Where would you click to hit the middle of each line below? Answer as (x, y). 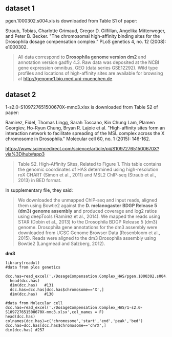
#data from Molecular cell (34, 303)
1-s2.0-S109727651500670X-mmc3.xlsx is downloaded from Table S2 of (82, 107)
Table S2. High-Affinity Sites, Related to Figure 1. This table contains (90, 164)
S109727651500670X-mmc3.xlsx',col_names (49, 312)
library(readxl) (23, 263)
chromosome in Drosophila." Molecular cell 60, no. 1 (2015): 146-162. (78, 139)
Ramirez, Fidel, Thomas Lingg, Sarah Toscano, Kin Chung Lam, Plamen (80, 122)
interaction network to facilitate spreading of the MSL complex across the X (85, 133)
